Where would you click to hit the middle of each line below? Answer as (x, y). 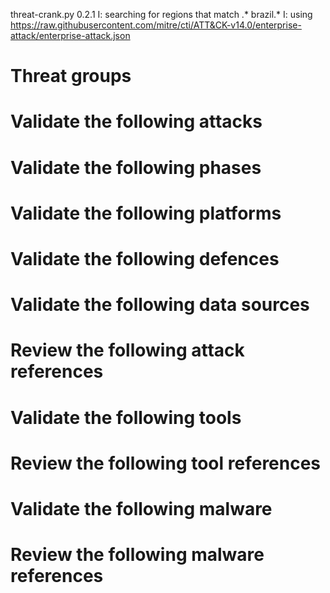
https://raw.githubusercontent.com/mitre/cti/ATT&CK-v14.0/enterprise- (156, 25)
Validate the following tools (126, 417)
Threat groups (71, 76)
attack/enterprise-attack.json (70, 35)
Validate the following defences (145, 258)
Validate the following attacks (136, 121)
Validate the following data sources (160, 305)
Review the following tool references (166, 463)
